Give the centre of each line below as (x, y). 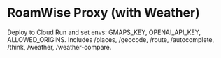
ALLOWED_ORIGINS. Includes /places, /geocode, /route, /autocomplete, (111, 39)
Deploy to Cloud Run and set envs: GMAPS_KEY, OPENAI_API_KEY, (104, 32)
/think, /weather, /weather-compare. (59, 47)
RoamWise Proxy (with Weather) (104, 13)
